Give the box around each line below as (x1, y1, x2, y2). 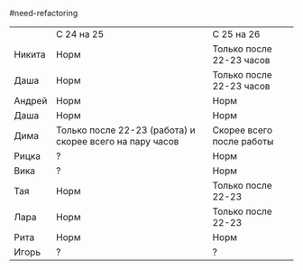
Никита (14, 49, 46, 61)
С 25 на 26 (212, 28, 261, 40)
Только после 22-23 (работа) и (55, 124, 196, 136)
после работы (212, 135, 274, 147)
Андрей (14, 95, 48, 107)
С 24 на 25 (55, 28, 105, 40)
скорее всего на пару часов (55, 135, 179, 147)
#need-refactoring (9, 8, 78, 18)
